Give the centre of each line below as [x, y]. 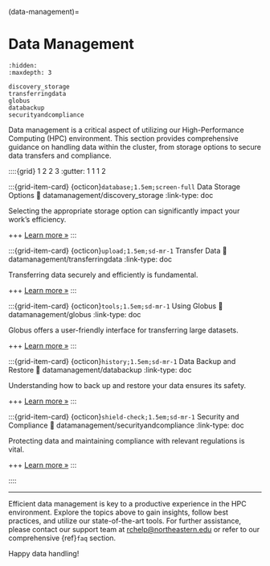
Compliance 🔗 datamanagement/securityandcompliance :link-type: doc [127, 425]
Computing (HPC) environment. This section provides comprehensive [123, 138]
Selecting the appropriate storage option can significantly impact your [124, 211]
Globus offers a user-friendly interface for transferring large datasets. [123, 330]
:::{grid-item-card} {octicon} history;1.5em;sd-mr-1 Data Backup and [122, 361]
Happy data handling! [44, 553]
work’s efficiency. [37, 219]
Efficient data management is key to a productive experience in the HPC [127, 503]
